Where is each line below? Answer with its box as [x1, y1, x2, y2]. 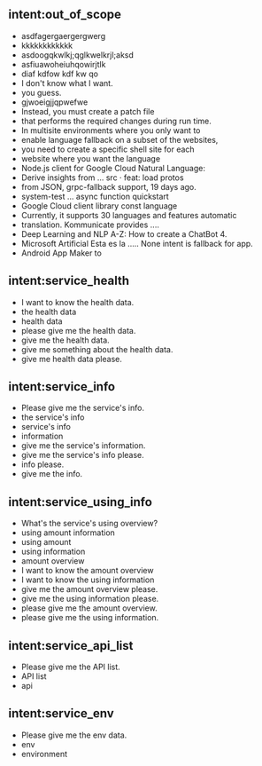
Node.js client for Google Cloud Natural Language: [20, 162, 205, 173]
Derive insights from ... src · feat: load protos [20, 172, 184, 183]
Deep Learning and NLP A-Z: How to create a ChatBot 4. [20, 228, 227, 239]
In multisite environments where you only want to [20, 124, 201, 136]
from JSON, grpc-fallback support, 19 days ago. [20, 181, 196, 192]
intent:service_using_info [8, 494, 152, 509]
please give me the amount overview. [20, 603, 158, 613]
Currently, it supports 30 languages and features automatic [20, 209, 237, 220]
